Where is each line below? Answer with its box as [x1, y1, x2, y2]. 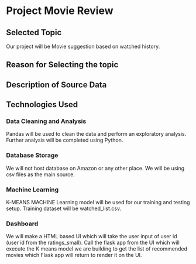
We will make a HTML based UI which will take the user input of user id [6, 233, 177, 240]
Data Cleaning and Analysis [6, 117, 87, 125]
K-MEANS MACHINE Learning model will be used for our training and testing [6, 199, 190, 206]
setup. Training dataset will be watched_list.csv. [6, 205, 122, 212]
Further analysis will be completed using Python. [6, 136, 123, 144]
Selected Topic [6, 28, 62, 37]
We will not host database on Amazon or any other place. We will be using [6, 164, 185, 172]
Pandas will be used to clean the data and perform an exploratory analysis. [6, 131, 187, 138]
